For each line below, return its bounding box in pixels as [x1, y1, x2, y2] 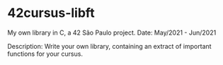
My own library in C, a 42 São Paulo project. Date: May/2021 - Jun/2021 [7, 28, 217, 37]
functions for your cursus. [7, 49, 84, 58]
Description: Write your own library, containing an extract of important [7, 42, 212, 50]
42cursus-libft [7, 5, 95, 21]
